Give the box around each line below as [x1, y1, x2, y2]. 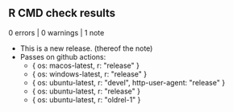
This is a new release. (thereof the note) [19, 44, 153, 53]
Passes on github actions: [19, 52, 106, 61]
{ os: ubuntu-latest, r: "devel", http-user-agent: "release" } [31, 77, 226, 87]
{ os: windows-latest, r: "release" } [31, 68, 148, 79]
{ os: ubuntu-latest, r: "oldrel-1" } [31, 94, 141, 104]
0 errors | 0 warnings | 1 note [8, 27, 105, 37]
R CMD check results [8, 6, 116, 20]
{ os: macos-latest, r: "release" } [31, 60, 139, 70]
